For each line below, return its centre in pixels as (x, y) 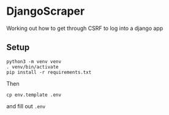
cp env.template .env (34, 95)
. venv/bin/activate (33, 67)
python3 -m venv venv (34, 61)
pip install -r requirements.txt (49, 72)
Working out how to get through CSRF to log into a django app (85, 28)
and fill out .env (26, 106)
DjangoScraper (46, 11)
